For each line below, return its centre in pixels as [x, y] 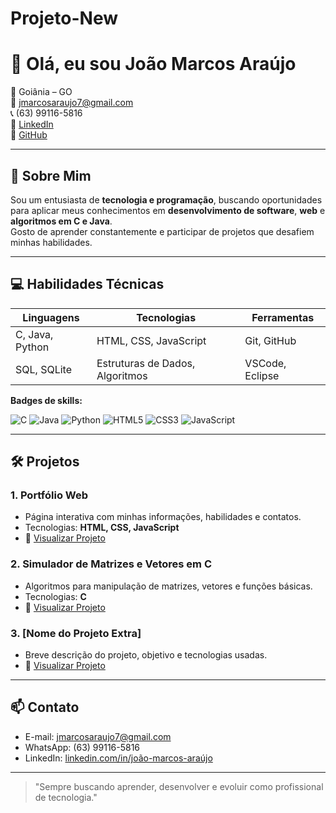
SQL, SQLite [43, 369]
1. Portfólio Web [49, 495]
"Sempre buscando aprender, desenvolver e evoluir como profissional [179, 786]
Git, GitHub [270, 340]
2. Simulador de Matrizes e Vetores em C [111, 564]
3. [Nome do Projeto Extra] [76, 633]
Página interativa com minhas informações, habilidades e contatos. [163, 517]
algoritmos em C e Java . [61, 221]
